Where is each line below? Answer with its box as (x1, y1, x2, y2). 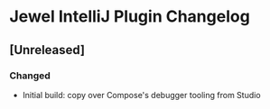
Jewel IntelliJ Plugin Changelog (9, 6, 250, 27)
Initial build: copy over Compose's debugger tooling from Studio (22, 89, 261, 100)
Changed (9, 69, 51, 82)
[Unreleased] (9, 42, 86, 58)
